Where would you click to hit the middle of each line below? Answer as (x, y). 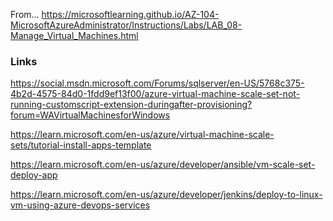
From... (25, 14)
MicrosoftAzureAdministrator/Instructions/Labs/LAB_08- (126, 25)
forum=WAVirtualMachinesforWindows (90, 115)
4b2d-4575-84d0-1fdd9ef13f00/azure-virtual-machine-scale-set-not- (155, 94)
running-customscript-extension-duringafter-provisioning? (131, 105)
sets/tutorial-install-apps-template (81, 145)
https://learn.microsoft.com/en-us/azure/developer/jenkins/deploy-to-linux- (166, 195)
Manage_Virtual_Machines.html (74, 35)
